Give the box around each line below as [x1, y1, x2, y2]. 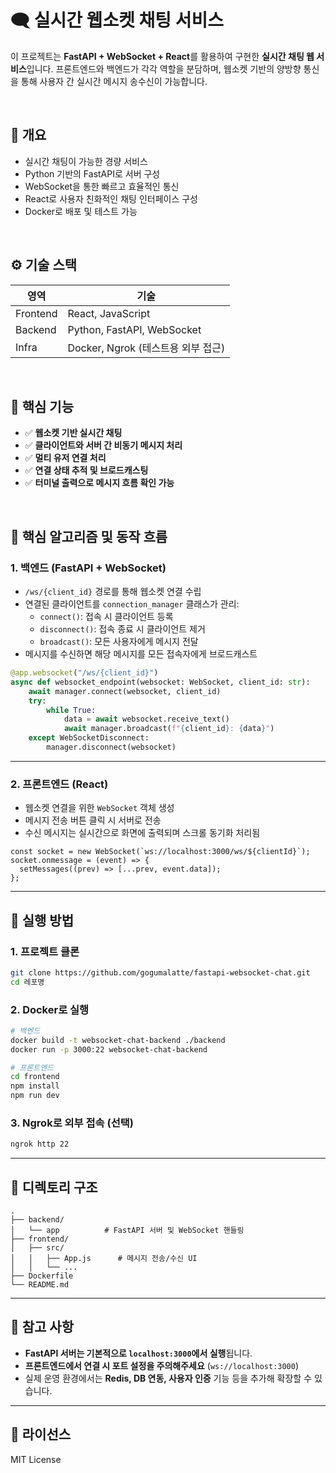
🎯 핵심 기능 [10, 398, 75, 415]
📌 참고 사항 [10, 1319, 75, 1336]
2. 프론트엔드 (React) [10, 777, 109, 791]
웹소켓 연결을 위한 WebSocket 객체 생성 [24, 802, 175, 814]
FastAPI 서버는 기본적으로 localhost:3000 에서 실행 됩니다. [24, 1347, 253, 1359]
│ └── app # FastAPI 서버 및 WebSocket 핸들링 [10, 1226, 245, 1236]
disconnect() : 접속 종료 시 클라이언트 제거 [39, 623, 206, 635]
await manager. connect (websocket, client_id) [28, 686, 222, 696]
